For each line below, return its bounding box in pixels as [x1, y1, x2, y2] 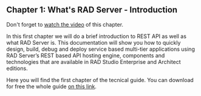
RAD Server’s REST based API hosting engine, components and [6, 51, 165, 59]
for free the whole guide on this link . [6, 83, 97, 90]
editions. [6, 65, 29, 72]
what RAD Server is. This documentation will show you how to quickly [6, 39, 181, 46]
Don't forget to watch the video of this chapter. [6, 21, 123, 28]
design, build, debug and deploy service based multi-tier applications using [6, 45, 196, 53]
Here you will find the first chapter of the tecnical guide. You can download [6, 76, 194, 83]
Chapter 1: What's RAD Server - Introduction [6, 5, 178, 15]
